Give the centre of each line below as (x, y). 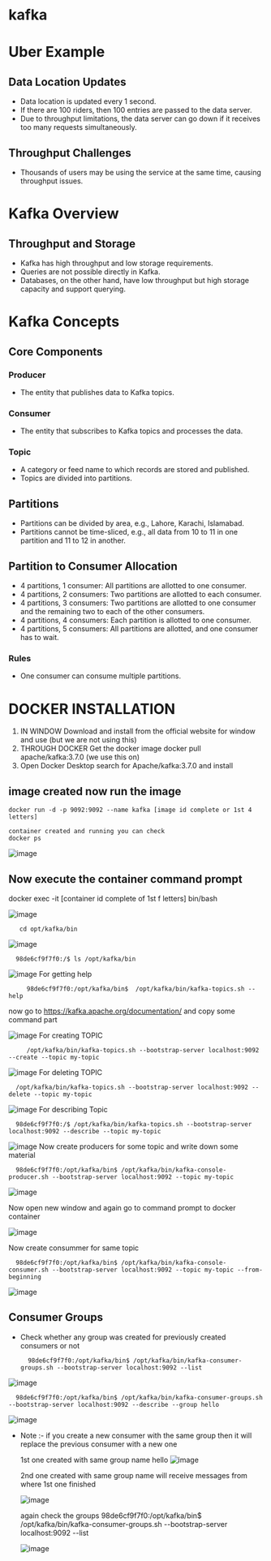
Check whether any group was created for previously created (123, 1337)
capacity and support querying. (73, 289)
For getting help (66, 974)
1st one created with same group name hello (94, 1460)
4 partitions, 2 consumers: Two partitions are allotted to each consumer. (141, 595)
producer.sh (28, 1177)
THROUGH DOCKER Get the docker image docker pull (110, 749)
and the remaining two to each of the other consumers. (112, 612)
